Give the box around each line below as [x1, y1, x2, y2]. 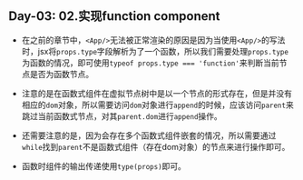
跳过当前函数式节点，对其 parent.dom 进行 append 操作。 [21, 110, 223, 121]
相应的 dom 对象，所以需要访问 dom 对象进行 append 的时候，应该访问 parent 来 [21, 99, 294, 110]
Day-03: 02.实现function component [8, 8, 220, 25]
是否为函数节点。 [29, 68, 94, 79]
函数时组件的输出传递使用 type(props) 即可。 [21, 160, 187, 171]
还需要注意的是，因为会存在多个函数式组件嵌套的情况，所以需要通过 [21, 130, 277, 141]
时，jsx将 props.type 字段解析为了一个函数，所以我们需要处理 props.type [21, 45, 289, 56]
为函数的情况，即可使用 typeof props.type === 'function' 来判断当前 [21, 57, 279, 68]
